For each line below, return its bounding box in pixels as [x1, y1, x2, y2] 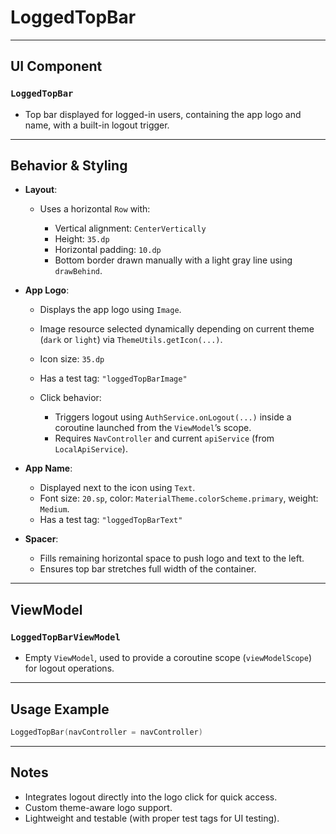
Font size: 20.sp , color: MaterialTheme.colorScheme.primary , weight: [39, 492, 319, 505]
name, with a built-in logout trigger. [24, 119, 170, 131]
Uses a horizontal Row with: [39, 203, 151, 215]
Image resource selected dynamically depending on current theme [39, 323, 315, 335]
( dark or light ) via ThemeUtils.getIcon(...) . [39, 334, 223, 346]
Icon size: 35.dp [39, 353, 105, 365]
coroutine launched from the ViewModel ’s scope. [54, 422, 252, 434]
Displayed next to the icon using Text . [39, 482, 196, 494]
